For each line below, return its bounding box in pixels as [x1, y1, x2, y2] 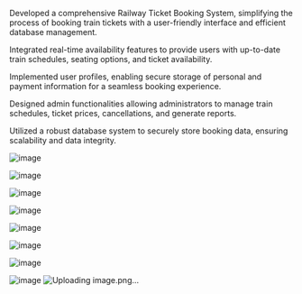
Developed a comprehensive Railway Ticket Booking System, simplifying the [9, 8, 293, 18]
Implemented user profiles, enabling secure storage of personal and [9, 71, 262, 82]
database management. [9, 27, 97, 37]
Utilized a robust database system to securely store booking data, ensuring [9, 125, 288, 136]
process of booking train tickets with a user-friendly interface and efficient [9, 17, 286, 28]
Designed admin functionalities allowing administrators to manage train [9, 98, 273, 109]
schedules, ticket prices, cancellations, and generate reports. [9, 108, 237, 118]
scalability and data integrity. [9, 135, 117, 145]
